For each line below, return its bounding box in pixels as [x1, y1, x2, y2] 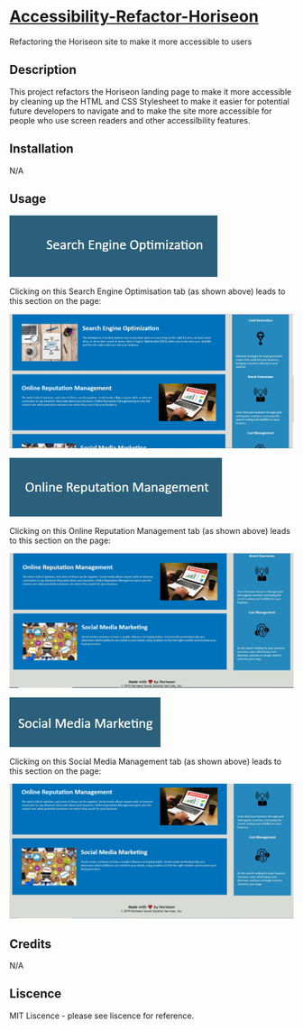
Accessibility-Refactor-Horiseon [9, 6, 259, 27]
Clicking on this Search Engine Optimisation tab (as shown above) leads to [9, 286, 286, 297]
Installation [9, 142, 74, 157]
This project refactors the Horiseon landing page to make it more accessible [9, 86, 292, 97]
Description [9, 62, 77, 78]
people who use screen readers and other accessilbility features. [9, 115, 251, 125]
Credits [9, 936, 52, 952]
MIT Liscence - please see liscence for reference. [9, 1010, 195, 1021]
